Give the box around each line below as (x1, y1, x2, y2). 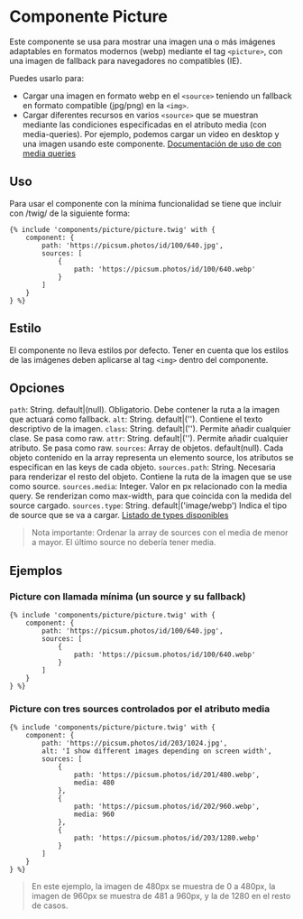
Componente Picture (9, 6, 169, 27)
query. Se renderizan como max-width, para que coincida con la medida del (9, 490, 292, 502)
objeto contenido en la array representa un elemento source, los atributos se (9, 452, 294, 463)
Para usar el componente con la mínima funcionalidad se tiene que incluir (9, 198, 282, 209)
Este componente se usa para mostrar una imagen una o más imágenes (9, 36, 276, 47)
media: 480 (73, 778, 115, 787)
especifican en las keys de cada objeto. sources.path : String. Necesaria (9, 462, 277, 473)
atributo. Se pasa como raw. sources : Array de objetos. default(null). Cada (9, 442, 284, 453)
